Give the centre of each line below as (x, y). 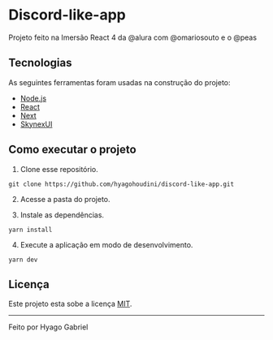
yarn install (30, 230)
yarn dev (23, 260)
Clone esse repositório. (59, 169)
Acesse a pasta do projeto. (65, 199)
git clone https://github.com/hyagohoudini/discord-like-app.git (121, 184)
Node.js (33, 98)
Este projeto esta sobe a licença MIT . (70, 304)
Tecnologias (40, 63)
